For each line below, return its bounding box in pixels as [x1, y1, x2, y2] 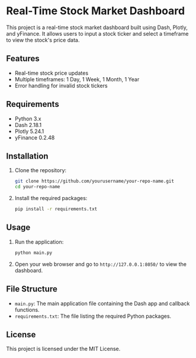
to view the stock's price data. [6, 36, 80, 43]
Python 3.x [14, 115, 41, 122]
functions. [14, 306, 40, 313]
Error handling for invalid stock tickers [14, 82, 108, 89]
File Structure [6, 284, 57, 294]
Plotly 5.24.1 [14, 128, 44, 135]
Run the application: [14, 238, 64, 245]
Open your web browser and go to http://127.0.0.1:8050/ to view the [14, 260, 187, 268]
